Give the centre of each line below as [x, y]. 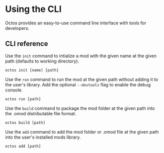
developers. [17, 28]
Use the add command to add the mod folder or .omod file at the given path [82, 132]
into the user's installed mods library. [43, 137]
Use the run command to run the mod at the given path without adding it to [82, 79]
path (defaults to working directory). [42, 61]
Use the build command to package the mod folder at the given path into [80, 108]
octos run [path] [23, 99]
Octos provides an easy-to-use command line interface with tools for [76, 23]
